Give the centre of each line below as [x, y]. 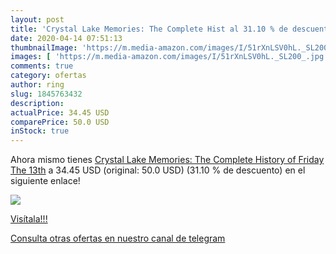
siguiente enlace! [45, 181]
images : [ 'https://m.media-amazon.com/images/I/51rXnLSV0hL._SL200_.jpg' [169, 57]
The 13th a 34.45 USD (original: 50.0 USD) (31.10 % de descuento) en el [158, 170]
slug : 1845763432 [46, 94]
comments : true [42, 66]
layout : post [37, 19]
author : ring [37, 85]
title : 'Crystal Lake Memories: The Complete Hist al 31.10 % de [149, 29]
